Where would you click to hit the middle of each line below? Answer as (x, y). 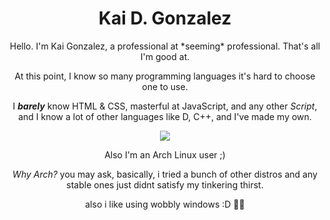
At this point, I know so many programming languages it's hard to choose (165, 76)
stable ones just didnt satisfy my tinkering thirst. (165, 184)
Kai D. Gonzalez (165, 18)
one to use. (165, 86)
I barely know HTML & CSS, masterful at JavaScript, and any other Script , (165, 106)
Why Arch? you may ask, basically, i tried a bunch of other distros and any (165, 174)
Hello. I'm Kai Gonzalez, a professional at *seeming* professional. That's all (165, 46)
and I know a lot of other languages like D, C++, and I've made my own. (165, 116)
